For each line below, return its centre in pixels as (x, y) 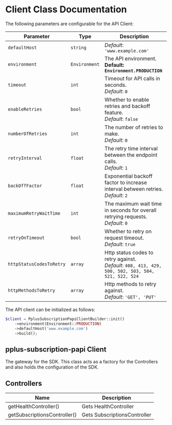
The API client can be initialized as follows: (50, 309)
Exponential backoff (128, 176)
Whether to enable (127, 100)
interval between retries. (134, 189)
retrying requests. (126, 216)
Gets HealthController (108, 406)
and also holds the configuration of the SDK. (52, 367)
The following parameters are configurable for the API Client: (70, 24)
